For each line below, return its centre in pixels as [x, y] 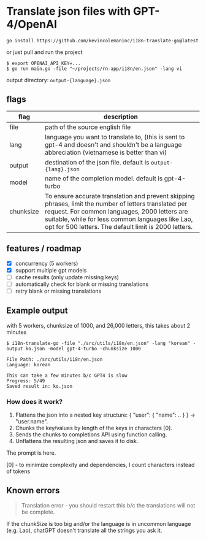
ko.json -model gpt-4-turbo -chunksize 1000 [83, 349]
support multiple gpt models [51, 270]
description [120, 117]
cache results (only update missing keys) [67, 277]
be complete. [38, 512]
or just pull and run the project [44, 52]
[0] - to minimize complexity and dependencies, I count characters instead [101, 465]
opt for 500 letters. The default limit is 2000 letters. [119, 226]
